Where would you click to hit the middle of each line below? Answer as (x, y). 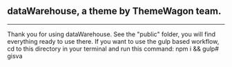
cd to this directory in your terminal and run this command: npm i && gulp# (113, 49)
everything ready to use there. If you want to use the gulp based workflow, (113, 41)
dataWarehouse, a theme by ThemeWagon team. (114, 11)
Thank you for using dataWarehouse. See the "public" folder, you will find (112, 34)
